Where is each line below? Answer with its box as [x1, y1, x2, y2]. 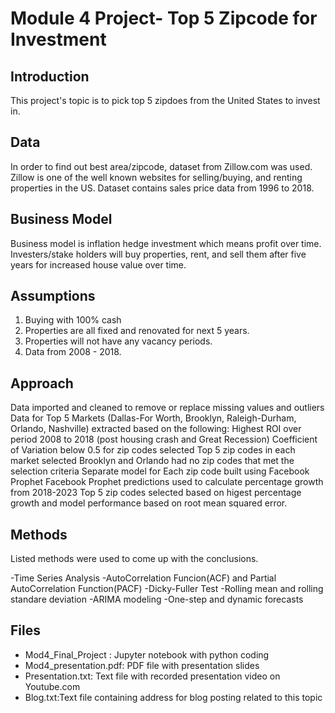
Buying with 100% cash [24, 314, 122, 326]
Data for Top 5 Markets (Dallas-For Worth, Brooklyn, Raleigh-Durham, [10, 412, 297, 424]
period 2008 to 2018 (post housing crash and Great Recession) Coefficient [10, 433, 318, 446]
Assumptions [10, 288, 96, 305]
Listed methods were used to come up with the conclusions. [10, 553, 259, 565]
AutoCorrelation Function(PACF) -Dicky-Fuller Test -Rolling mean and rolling [10, 583, 324, 595]
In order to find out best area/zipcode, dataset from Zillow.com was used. [10, 160, 313, 172]
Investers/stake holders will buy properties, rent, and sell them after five [10, 248, 307, 260]
